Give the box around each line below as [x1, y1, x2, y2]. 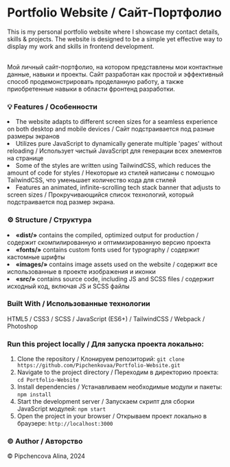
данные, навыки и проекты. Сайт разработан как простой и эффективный [7, 70, 224, 78]
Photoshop [7, 322, 38, 330]
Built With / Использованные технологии [7, 299, 150, 309]
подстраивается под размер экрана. [7, 198, 115, 206]
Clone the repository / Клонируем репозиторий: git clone [16, 355, 185, 363]
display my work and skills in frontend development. [7, 42, 154, 50]
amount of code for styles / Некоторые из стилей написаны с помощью [7, 169, 215, 177]
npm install [16, 391, 51, 398]
